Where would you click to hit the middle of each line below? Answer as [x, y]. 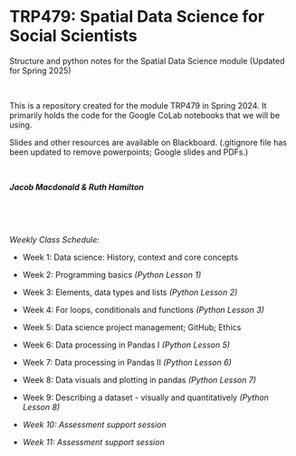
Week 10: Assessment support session [95, 424]
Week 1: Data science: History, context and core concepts [130, 257]
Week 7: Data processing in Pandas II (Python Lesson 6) [127, 362]
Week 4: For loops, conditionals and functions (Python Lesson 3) [143, 309]
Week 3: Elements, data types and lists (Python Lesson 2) [130, 292]
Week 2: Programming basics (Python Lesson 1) [112, 274]
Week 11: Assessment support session [93, 442]
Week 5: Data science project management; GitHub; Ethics [132, 327]
